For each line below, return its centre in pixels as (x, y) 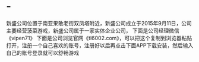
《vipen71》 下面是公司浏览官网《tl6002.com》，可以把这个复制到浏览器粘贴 (99, 38)
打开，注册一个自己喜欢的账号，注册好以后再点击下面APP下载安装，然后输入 (100, 45)
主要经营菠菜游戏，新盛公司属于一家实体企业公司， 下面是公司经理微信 (93, 30)
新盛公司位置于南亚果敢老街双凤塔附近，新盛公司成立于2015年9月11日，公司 (99, 23)
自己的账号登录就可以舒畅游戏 (42, 53)
